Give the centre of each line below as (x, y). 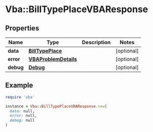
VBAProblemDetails (53, 59)
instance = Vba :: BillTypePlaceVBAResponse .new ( (56, 106)
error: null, (23, 116)
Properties (22, 28)
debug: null (22, 120)
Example (19, 86)
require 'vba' (20, 97)
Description (96, 42)
